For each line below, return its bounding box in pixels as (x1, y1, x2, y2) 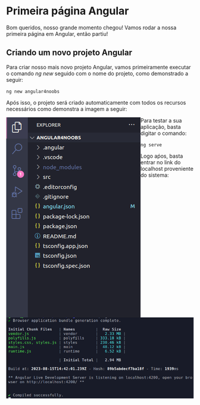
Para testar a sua (140, 116, 182, 124)
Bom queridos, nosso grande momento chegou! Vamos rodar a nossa (6, 24, 177, 31)
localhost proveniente (140, 165, 193, 172)
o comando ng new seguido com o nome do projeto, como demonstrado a (6, 70, 189, 77)
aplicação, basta (140, 123, 182, 130)
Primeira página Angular (6, 4, 129, 18)
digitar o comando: (140, 130, 187, 137)
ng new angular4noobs (6, 88, 60, 94)
